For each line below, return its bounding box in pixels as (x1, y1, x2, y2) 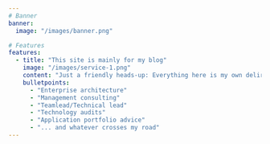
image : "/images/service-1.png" (22, 64, 131, 72)
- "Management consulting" (29, 93, 121, 101)
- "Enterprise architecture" (29, 86, 128, 94)
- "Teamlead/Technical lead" (29, 101, 128, 109)
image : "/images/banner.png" (15, 27, 113, 35)
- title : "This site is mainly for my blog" (15, 56, 167, 64)
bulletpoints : (22, 78, 70, 87)
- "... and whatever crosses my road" (29, 124, 160, 132)
